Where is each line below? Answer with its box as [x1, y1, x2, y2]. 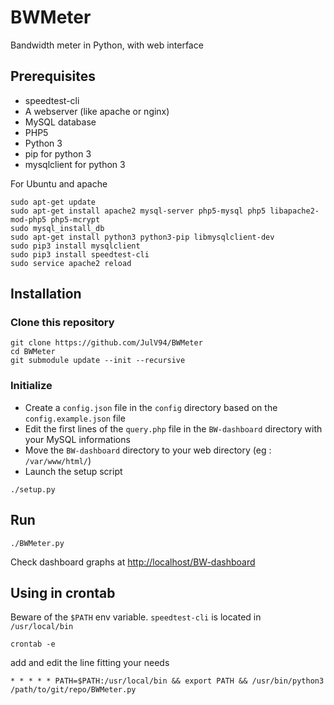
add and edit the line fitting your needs [10, 657, 170, 669]
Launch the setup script [24, 465, 123, 477]
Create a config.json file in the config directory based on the [24, 401, 278, 413]
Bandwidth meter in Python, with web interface [10, 39, 204, 51]
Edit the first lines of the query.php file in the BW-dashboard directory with [24, 422, 323, 435]
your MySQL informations [24, 433, 131, 445]
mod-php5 [10, 214, 47, 225]
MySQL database [24, 116, 97, 128]
